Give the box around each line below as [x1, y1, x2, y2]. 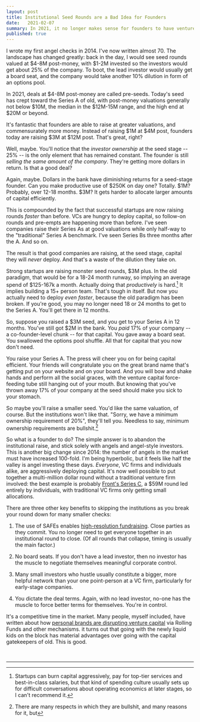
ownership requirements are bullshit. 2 [6, 423, 99, 432]
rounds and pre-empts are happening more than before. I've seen [6, 219, 167, 227]
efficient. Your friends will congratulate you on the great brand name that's [6, 361, 189, 368]
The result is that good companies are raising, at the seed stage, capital [6, 250, 182, 257]
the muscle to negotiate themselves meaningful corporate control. [14, 559, 177, 566]
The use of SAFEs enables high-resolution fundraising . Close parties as [14, 522, 190, 529]
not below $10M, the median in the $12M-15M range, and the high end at [6, 103, 185, 110]
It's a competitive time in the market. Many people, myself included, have [6, 613, 186, 620]
